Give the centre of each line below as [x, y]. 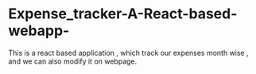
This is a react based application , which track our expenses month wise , [128, 53]
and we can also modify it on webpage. [73, 61]
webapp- [39, 31]
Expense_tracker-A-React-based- [123, 14]
